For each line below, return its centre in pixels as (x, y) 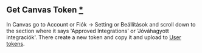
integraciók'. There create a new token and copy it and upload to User (94, 37)
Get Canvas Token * (45, 10)
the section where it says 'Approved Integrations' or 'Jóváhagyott (88, 31)
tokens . (16, 43)
